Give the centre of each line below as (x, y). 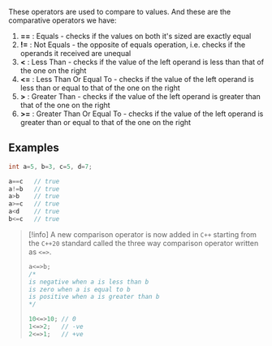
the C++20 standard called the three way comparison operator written (143, 243)
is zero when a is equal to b (80, 289)
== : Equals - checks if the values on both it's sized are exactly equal (136, 36)
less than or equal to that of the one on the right (100, 88)
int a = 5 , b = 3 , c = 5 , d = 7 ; (50, 167)
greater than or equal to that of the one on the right (106, 122)
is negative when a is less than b (89, 282)
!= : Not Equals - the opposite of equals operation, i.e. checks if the (133, 45)
